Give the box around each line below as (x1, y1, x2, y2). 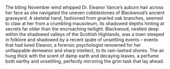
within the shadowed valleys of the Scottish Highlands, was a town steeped (5, 31, 165, 37)
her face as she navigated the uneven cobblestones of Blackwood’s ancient (5, 10, 165, 16)
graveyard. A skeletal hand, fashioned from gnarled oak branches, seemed (5, 15, 163, 21)
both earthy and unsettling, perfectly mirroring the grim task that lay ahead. (5, 58, 164, 64)
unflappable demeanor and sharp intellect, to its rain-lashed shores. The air (5, 48, 165, 53)
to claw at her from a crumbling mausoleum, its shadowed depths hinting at (5, 20, 165, 26)
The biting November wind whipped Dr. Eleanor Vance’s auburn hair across (5, 5, 164, 10)
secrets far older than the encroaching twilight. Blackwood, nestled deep (5, 26, 159, 32)
